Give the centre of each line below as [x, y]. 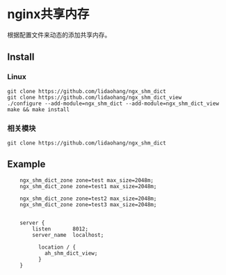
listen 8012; [60, 229]
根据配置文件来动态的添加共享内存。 [59, 35]
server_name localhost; [68, 235]
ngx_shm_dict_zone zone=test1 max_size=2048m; [88, 186]
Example [26, 164]
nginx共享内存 [48, 14]
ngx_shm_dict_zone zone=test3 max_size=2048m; [88, 205]
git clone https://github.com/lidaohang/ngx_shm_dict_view [95, 97]
